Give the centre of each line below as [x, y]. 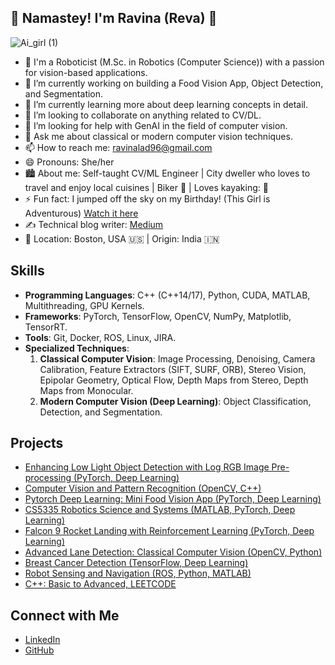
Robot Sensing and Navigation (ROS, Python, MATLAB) [138, 573]
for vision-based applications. [86, 72]
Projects [37, 443]
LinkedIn [42, 640]
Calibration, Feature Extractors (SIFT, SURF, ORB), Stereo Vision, [173, 369]
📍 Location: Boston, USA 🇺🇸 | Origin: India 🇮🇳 [122, 238]
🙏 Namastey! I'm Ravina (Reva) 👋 [114, 18]
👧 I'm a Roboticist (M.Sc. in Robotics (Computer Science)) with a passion [174, 62]
